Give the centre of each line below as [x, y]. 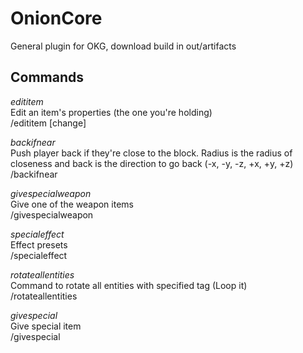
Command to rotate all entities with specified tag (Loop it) [129, 285]
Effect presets [39, 244]
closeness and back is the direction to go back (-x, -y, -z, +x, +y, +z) [152, 163]
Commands [47, 77]
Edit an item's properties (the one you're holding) [111, 112]
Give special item [46, 326]
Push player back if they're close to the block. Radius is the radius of [151, 153]
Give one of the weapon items [72, 204]
